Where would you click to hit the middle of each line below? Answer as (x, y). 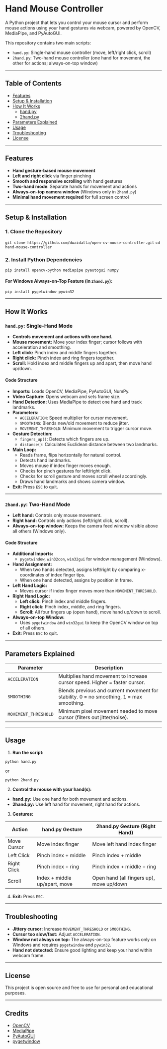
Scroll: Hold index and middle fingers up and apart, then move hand (82, 363)
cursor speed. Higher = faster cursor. (102, 682)
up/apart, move (55, 884)
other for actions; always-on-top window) (55, 63)
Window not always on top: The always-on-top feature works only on (84, 939)
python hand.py (21, 762)
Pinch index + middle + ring (124, 866)
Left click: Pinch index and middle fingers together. (65, 353)
